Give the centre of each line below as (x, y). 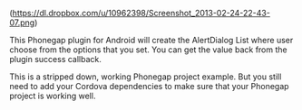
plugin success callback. (56, 59)
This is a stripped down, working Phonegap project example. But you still (146, 77)
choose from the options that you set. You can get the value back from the (148, 50)
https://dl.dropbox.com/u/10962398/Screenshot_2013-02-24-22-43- (141, 13)
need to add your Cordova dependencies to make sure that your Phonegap (149, 86)
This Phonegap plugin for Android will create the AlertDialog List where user (151, 40)
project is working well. (53, 96)
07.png (22, 23)
